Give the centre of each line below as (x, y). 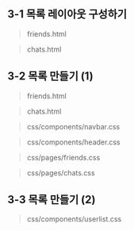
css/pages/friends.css (63, 157)
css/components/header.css (73, 142)
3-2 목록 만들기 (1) (50, 77)
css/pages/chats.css (61, 172)
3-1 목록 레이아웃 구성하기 (67, 14)
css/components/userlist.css (74, 219)
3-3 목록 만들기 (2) (52, 200)
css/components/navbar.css (73, 126)
